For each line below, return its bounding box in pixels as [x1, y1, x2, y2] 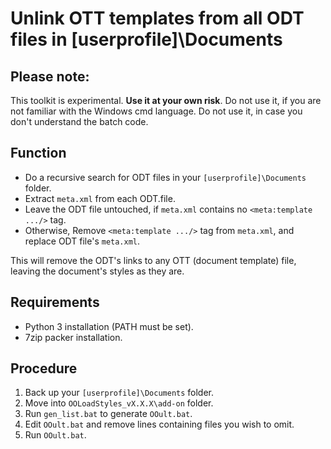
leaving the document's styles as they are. [10, 265, 185, 277]
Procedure [10, 360, 78, 377]
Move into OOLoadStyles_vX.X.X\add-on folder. [24, 397, 214, 409]
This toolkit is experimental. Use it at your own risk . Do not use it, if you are [10, 95, 322, 106]
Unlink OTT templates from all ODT [10, 7, 305, 30]
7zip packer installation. [24, 331, 123, 343]
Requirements [10, 294, 100, 311]
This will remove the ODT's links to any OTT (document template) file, [10, 254, 297, 266]
